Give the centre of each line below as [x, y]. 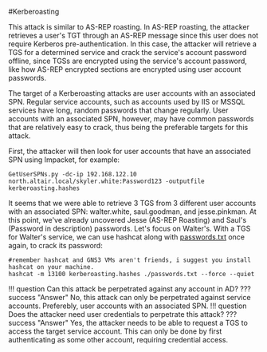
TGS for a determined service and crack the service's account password [128, 52]
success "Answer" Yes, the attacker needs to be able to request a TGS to [128, 323]
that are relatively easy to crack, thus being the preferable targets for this [128, 127]
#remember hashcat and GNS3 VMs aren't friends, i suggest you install [130, 260]
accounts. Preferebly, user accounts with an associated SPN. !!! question [128, 306]
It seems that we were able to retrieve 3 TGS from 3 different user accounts [132, 203]
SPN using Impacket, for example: [64, 160]
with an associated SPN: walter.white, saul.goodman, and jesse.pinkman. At [132, 212]
